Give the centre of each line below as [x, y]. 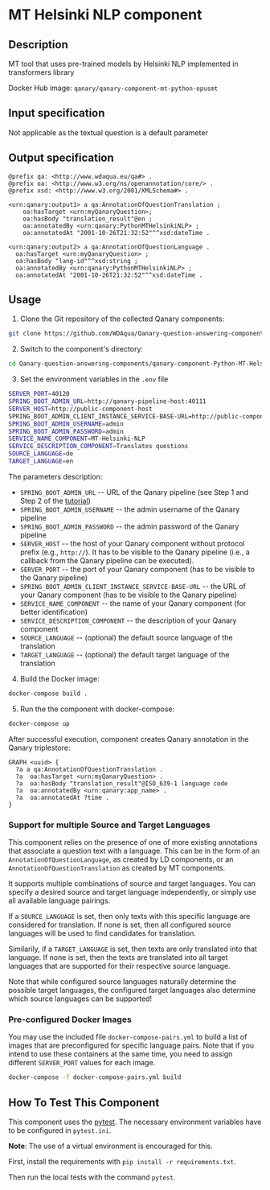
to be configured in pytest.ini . [60, 1130]
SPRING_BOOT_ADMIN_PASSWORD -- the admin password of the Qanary [129, 526]
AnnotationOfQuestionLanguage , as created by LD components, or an [121, 859]
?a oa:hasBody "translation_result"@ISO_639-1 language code [122, 783]
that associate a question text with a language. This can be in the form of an [134, 850]
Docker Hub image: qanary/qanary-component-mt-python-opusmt [113, 88]
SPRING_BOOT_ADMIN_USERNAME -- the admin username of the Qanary [130, 509]
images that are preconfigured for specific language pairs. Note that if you [131, 1046]
